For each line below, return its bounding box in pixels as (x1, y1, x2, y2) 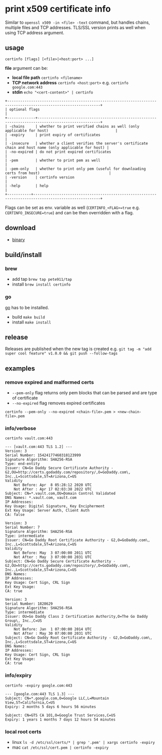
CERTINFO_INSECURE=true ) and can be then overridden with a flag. (5, 209, 134, 215)
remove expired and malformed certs (5, 379, 94, 386)
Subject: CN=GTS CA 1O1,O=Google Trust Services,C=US (5, 713, 116, 718)
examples (5, 364, 35, 372)
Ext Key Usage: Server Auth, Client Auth (5, 508, 90, 513)
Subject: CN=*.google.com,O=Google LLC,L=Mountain (5, 696, 109, 701)
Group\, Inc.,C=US (5, 618, 42, 624)
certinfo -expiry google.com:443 (5, 683, 73, 688)
